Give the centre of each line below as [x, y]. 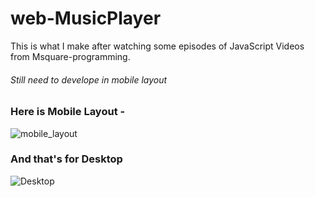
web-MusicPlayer [86, 18]
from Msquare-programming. [70, 56]
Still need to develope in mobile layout [89, 79]
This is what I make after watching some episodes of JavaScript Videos [157, 46]
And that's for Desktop [66, 159]
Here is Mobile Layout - [68, 112]
